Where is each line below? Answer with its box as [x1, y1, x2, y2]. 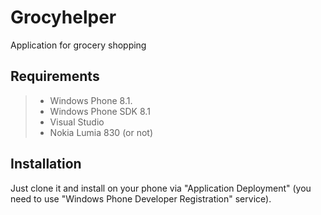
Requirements [10, 68, 100, 85]
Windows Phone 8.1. [49, 94, 133, 106]
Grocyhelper [10, 6, 117, 29]
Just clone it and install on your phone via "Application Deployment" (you [10, 182, 312, 194]
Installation [10, 156, 82, 173]
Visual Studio [49, 116, 105, 128]
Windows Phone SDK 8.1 [49, 105, 151, 117]
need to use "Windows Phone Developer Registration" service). [10, 192, 272, 205]
